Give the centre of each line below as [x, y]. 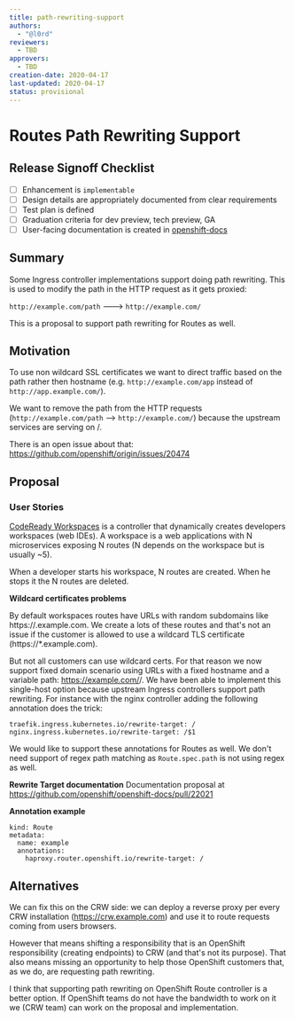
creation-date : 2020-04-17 [59, 75]
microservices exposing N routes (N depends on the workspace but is [137, 546]
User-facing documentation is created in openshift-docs [124, 229]
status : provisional [47, 91]
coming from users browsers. [63, 926]
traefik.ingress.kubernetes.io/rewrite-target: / [103, 725]
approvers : [29, 59]
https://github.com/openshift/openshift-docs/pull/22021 [111, 794]
